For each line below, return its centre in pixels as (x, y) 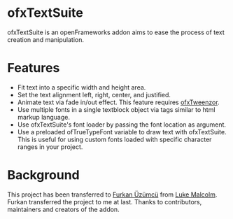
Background (43, 175)
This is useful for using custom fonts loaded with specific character (114, 139)
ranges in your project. (50, 147)
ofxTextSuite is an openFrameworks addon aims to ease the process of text (116, 32)
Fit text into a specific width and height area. (82, 87)
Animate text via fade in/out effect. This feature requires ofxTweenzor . (118, 102)
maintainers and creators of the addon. (64, 209)
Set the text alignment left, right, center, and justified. (94, 94)
